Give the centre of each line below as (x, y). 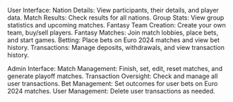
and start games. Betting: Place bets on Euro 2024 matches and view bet (114, 40)
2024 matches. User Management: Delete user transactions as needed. (111, 91)
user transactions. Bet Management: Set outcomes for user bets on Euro (113, 83)
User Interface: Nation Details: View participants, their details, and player (113, 10)
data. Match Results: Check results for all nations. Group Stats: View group (116, 18)
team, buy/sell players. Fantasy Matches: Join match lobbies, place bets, (113, 32)
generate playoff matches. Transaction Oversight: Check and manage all (113, 76)
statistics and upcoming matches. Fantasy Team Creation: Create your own (116, 25)
